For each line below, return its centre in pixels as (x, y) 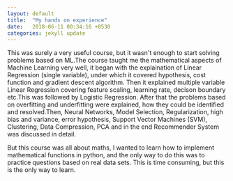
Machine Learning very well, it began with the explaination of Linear (105, 68)
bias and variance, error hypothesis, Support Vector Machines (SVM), (107, 120)
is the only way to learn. (42, 170)
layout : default (31, 14)
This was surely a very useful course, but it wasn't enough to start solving (113, 53)
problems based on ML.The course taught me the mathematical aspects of (114, 61)
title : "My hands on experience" (58, 20)
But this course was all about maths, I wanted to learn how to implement (111, 148)
